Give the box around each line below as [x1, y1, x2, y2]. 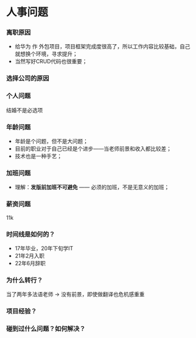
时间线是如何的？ [6, 230, 55, 238]
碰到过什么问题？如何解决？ [6, 325, 86, 333]
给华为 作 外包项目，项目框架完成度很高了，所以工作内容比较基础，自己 [14, 43, 191, 50]
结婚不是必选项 [6, 106, 43, 113]
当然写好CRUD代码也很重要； [14, 58, 88, 65]
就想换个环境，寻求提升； [14, 50, 78, 57]
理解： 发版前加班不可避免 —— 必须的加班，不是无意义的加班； [14, 183, 170, 191]
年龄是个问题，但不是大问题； [14, 138, 88, 145]
